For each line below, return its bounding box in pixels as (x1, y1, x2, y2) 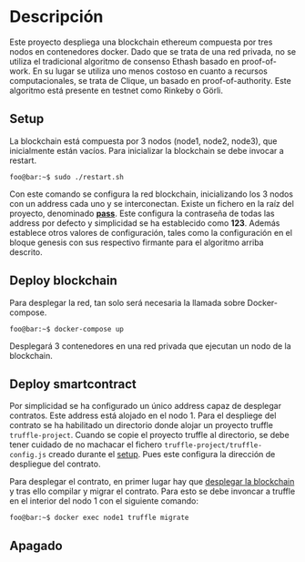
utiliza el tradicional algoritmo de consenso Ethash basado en (9, 56, 239, 66)
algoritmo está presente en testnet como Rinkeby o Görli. (9, 85, 224, 96)
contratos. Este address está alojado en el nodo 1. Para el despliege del (9, 410, 277, 421)
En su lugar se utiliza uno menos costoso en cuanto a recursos (32, 66, 269, 77)
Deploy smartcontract (9, 376, 137, 392)
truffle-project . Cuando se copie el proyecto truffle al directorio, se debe (9, 430, 290, 441)
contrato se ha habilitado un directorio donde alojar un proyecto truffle (9, 420, 273, 431)
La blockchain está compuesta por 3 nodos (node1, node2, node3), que (9, 135, 278, 147)
